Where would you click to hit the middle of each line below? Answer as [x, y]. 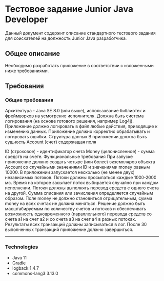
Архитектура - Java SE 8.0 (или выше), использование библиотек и [75, 111]
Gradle [19, 263]
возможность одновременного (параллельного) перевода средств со [79, 214]
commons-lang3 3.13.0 [35, 273]
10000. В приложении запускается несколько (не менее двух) [70, 172]
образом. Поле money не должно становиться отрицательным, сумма [79, 198]
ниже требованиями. [27, 71]
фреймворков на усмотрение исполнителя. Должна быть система [74, 116]
